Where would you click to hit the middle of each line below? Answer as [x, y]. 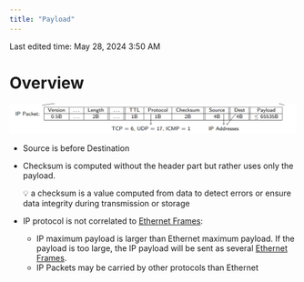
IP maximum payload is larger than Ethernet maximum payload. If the [165, 239]
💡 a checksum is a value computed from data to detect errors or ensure [157, 193]
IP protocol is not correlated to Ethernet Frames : [112, 221]
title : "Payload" [42, 19]
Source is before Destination [76, 148]
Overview [47, 83]
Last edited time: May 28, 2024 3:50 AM [85, 46]
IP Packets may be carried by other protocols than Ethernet [147, 267]
